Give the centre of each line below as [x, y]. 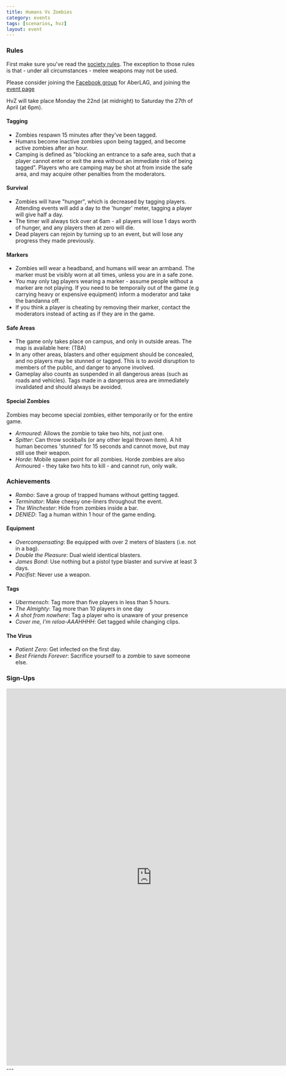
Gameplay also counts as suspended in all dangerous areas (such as [101, 374]
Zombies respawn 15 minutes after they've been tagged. [86, 135]
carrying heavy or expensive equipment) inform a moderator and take [103, 294]
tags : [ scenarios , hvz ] [37, 23]
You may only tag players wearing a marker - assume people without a [104, 281]
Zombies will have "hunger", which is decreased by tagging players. [101, 201]
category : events [28, 18]
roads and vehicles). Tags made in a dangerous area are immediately [102, 381]
